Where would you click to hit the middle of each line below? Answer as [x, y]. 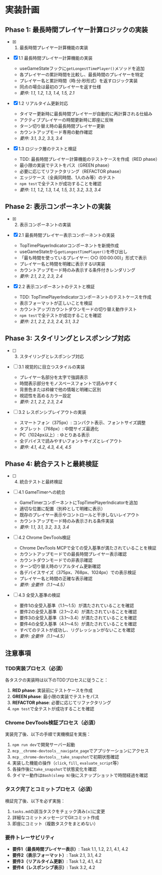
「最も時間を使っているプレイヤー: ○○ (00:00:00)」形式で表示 [83, 257]
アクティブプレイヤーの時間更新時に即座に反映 [66, 120]
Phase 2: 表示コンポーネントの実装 [58, 207]
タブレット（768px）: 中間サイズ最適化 [59, 428]
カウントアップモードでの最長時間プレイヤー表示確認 [73, 554]
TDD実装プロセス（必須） [35, 668]
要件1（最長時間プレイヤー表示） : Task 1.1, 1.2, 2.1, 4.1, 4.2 [70, 849]
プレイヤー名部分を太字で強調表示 [54, 377]
